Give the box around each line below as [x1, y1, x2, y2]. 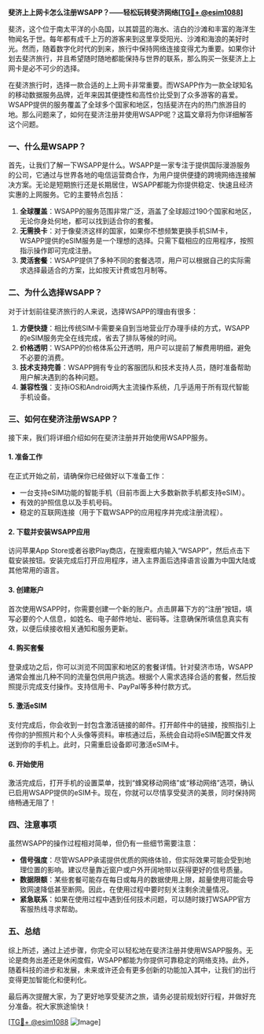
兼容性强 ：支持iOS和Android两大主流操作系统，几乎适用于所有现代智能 [19, 382, 250, 391]
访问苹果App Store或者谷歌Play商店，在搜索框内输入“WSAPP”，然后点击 [8, 546, 244, 555]
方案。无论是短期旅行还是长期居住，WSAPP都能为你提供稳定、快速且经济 [14, 180, 254, 189]
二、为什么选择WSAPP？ [8, 287, 103, 298]
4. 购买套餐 [8, 643, 45, 653]
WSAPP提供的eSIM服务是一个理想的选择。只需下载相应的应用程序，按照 [19, 236, 254, 246]
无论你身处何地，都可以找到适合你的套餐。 [19, 216, 158, 226]
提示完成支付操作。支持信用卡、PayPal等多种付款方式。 [14, 681, 196, 691]
